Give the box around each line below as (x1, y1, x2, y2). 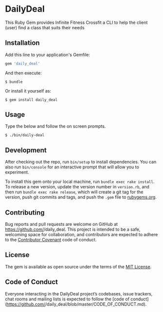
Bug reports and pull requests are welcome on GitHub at (5, 221, 118, 227)
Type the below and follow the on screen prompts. (5, 123, 106, 129)
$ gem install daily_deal (5, 97, 57, 102)
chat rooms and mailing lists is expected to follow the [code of (5, 296, 130, 302)
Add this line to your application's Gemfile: (5, 52, 90, 57)
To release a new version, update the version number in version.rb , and (5, 184, 150, 190)
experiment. (5, 169, 29, 175)
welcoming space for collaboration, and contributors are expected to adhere (5, 232, 158, 238)
